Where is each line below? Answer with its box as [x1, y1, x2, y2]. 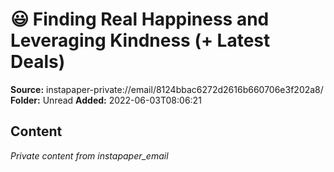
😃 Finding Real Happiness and [10, 8, 270, 31]
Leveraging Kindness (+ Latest [10, 29, 271, 52]
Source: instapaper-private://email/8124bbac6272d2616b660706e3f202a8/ [10, 83, 324, 95]
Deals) [10, 51, 66, 73]
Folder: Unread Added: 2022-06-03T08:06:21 [10, 94, 202, 106]
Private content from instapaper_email [10, 149, 169, 162]
